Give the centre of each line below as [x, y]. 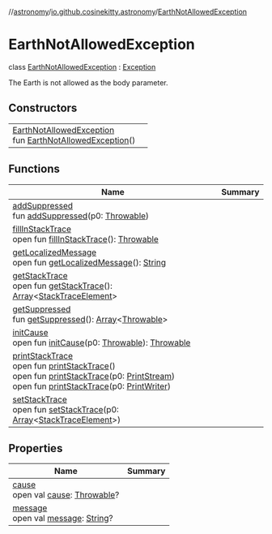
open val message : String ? [63, 519]
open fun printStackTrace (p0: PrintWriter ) [92, 386]
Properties [36, 448]
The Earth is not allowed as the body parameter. [88, 82]
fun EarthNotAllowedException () [74, 140]
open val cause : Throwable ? [66, 495]
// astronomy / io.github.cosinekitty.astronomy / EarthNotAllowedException [128, 12]
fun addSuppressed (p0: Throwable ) [81, 216]
